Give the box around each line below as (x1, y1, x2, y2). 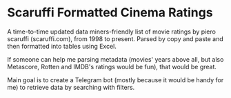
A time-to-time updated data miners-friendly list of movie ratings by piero (7, 27, 216, 36)
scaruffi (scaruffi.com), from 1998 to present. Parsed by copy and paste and (7, 34, 224, 42)
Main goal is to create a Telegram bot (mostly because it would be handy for (7, 75, 224, 84)
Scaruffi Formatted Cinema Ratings (7, 5, 213, 21)
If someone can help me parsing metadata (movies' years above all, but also (7, 55, 224, 63)
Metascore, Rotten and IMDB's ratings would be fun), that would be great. (7, 62, 217, 71)
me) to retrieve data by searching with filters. (7, 83, 135, 91)
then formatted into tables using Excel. (7, 42, 117, 50)
